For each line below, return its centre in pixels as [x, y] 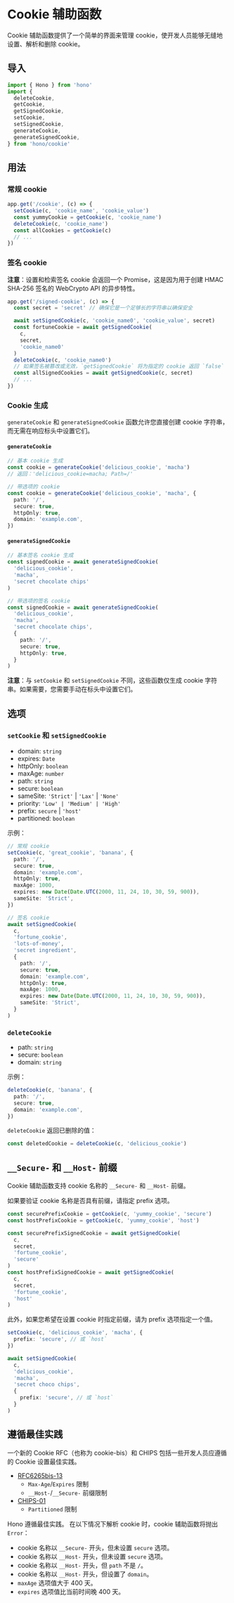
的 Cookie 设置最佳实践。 [44, 1461]
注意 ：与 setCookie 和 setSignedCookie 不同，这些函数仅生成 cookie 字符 [112, 681]
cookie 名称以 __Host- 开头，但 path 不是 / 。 [82, 1565]
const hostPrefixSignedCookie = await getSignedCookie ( [91, 1273]
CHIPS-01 [32, 1500]
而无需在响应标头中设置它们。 [50, 431]
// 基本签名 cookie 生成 [40, 555]
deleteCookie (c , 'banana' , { [50, 1090]
